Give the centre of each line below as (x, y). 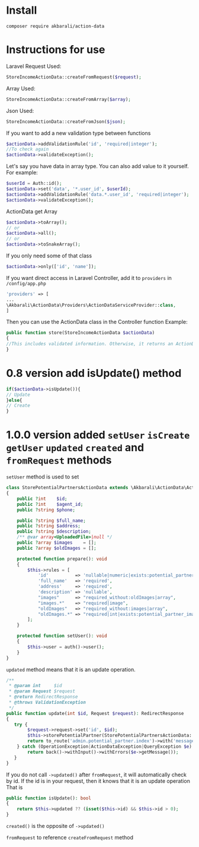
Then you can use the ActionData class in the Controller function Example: (97, 322)
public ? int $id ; (42, 499)
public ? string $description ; (54, 532)
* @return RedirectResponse (43, 697)
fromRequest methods (59, 460)
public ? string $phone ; (46, 510)
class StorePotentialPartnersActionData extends (67, 488)
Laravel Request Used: (34, 66)
